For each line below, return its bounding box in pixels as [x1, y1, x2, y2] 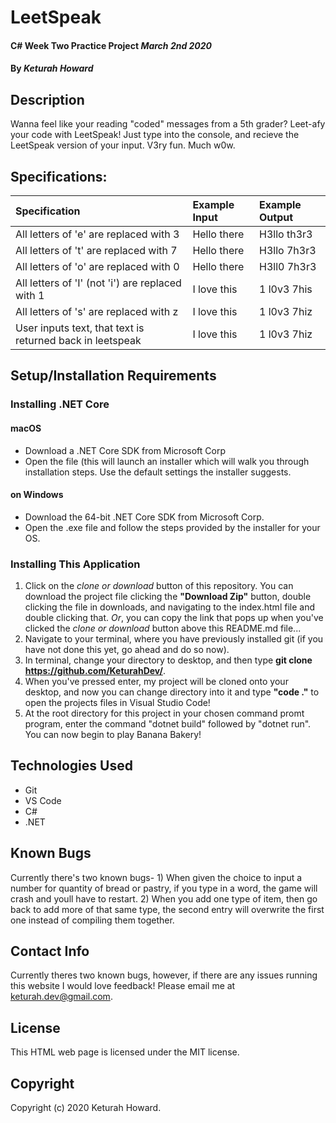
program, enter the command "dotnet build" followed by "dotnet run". [24, 718, 312, 730]
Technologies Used [10, 757, 133, 775]
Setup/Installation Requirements [10, 367, 217, 385]
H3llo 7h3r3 [259, 244, 317, 257]
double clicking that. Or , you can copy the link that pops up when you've [24, 612, 324, 624]
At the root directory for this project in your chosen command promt [24, 707, 305, 720]
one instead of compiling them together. [10, 914, 175, 926]
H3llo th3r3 [259, 227, 313, 241]
